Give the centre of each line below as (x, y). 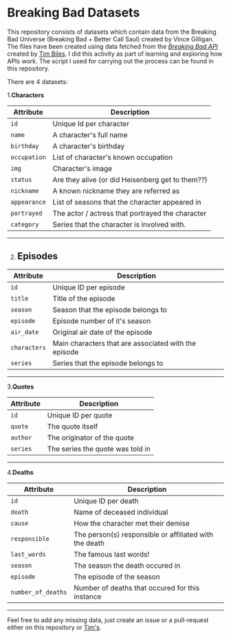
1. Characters (26, 95)
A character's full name (90, 134)
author (21, 438)
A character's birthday (89, 146)
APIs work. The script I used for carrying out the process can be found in (111, 61)
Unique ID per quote (80, 415)
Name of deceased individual (121, 512)
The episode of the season (117, 577)
